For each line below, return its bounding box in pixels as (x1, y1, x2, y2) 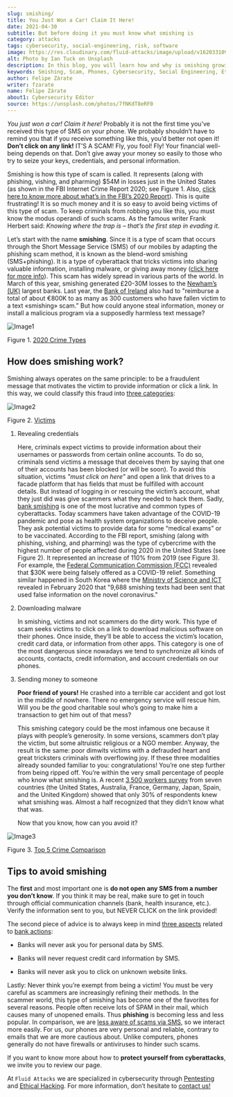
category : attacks (7, 36, 60, 43)
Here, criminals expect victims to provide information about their (17, 442, 202, 451)
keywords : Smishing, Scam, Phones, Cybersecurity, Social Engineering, (7, 68, 218, 75)
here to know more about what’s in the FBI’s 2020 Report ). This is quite (7, 192, 210, 200)
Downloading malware (17, 603, 82, 612)
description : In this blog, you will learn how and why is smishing (7, 62, 209, 69)
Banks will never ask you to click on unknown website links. (17, 967, 188, 975)
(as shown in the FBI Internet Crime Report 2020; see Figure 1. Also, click (7, 185, 216, 193)
